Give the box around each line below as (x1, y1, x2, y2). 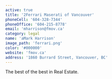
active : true (5, 7, 33, 13)
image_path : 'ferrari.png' (5, 41, 63, 46)
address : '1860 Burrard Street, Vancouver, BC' (5, 55, 108, 60)
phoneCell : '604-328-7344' (5, 17, 63, 22)
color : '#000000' (5, 45, 42, 50)
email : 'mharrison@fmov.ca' (5, 27, 65, 32)
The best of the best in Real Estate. (5, 69, 79, 75)
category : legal (5, 31, 40, 36)
